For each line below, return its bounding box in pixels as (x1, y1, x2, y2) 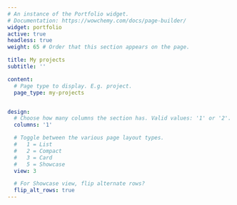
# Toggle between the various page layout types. (14, 135, 164, 142)
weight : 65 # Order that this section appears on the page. (7, 43, 191, 51)
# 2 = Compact (14, 147, 62, 154)
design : (7, 108, 31, 115)
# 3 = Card (14, 154, 53, 161)
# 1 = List (14, 141, 53, 148)
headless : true (7, 37, 53, 44)
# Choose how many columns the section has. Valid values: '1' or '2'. (14, 115, 232, 122)
